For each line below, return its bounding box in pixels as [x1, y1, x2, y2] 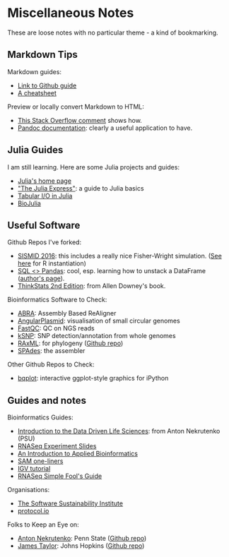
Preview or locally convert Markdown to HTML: [7, 102, 145, 111]
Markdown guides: [7, 67, 62, 76]
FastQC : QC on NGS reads [17, 324, 95, 333]
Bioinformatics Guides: [7, 413, 74, 421]
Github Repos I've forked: [7, 238, 82, 246]
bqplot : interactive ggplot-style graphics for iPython [17, 374, 169, 383]
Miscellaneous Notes [7, 5, 134, 21]
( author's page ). [17, 274, 65, 283]
